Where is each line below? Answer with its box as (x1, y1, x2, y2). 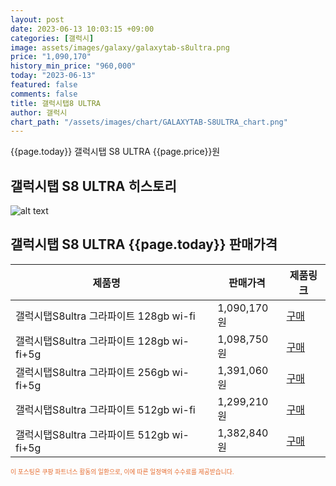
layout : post (10, 14, 65, 25)
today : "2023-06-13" (10, 71, 97, 81)
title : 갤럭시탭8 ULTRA (10, 98, 101, 108)
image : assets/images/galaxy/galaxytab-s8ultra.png (10, 42, 230, 53)
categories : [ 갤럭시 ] (10, 33, 95, 43)
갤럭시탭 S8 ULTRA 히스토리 (10, 177, 177, 195)
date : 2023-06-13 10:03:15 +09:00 (10, 24, 155, 34)
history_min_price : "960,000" (10, 61, 137, 71)
